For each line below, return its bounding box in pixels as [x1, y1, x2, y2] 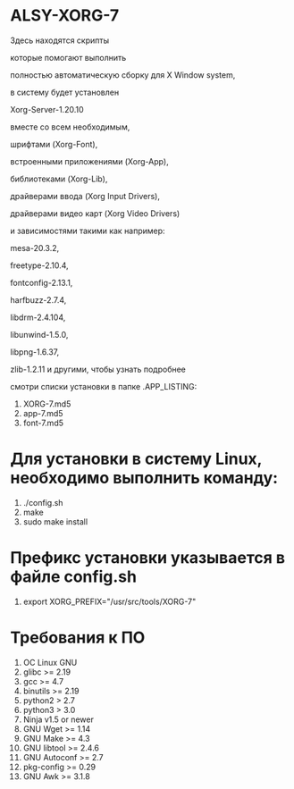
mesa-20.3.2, [10, 242, 60, 253]
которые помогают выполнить [10, 52, 127, 63]
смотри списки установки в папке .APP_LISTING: [10, 381, 197, 391]
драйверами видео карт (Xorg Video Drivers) [10, 207, 181, 219]
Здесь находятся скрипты [10, 35, 110, 46]
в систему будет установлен [10, 87, 120, 97]
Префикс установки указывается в [10, 548, 285, 568]
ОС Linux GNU [22, 657, 78, 667]
